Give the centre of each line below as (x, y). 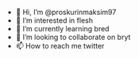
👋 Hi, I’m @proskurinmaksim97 (66, 12)
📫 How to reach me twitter (60, 46)
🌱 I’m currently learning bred (62, 29)
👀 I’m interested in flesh (54, 20)
